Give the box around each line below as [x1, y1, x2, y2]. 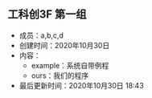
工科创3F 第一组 [7, 7, 87, 22]
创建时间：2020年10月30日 [18, 40, 110, 50]
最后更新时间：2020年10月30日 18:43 [18, 80, 144, 90]
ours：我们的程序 [31, 71, 89, 80]
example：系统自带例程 [31, 60, 109, 70]
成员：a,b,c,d [18, 31, 64, 40]
